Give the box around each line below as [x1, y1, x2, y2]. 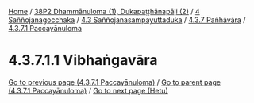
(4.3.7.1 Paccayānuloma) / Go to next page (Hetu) [8, 86, 168, 95]
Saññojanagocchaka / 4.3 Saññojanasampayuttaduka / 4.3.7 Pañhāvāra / [8, 15, 246, 25]
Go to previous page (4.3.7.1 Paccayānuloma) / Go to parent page [8, 77, 221, 86]
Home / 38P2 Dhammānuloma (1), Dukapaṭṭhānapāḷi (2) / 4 [8, 7, 200, 16]
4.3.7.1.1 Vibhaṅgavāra [8, 51, 158, 70]
